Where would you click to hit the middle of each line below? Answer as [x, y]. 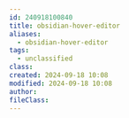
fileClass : [29, 100]
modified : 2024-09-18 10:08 [61, 83]
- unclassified [45, 59]
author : [23, 91]
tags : [19, 51]
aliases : [25, 34]
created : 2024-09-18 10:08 [59, 75]
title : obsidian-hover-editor [65, 26]
